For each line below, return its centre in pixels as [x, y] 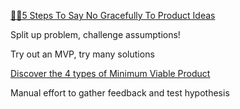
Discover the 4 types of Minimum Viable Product [110, 73]
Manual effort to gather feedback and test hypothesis [120, 93]
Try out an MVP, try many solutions [82, 54]
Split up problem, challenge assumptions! [95, 34]
